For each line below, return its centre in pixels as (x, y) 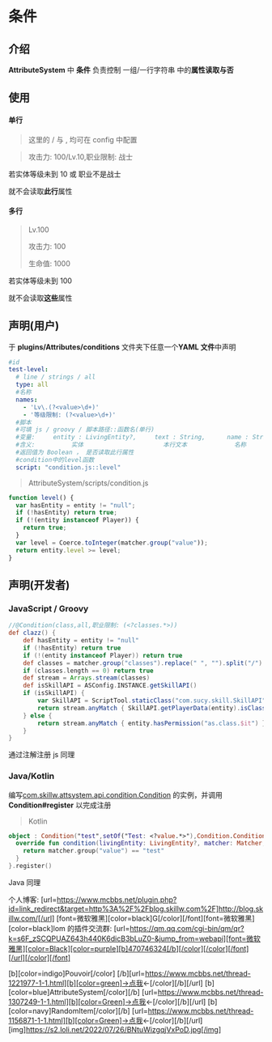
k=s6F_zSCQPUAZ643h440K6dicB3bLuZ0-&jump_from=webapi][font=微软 (135, 938)
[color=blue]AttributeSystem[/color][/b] (74, 992)
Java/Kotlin (32, 776)
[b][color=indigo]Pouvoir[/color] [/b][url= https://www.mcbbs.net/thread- (130, 973)
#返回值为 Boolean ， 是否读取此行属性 (75, 453)
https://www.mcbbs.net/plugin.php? (117, 900)
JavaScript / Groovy (49, 608)
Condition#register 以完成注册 (60, 805)
